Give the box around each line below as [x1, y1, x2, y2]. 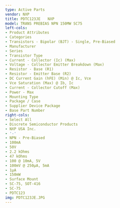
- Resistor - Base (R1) [5, 67, 54, 72]
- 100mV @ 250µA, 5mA [5, 163, 50, 168]
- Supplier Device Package [5, 104, 60, 108]
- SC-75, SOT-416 [5, 181, 41, 186]
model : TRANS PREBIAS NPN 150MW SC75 [5, 21, 83, 26]
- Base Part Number [5, 108, 45, 113]
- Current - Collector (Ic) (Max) [5, 58, 76, 63]
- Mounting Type [5, 94, 38, 99]
